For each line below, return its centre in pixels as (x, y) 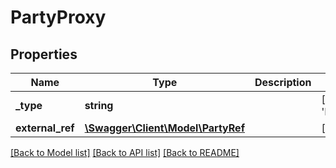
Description (283, 82)
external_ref (45, 128)
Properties (44, 54)
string (99, 105)
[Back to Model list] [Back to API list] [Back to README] (125, 152)
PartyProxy (58, 17)
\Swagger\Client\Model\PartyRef (164, 128)
